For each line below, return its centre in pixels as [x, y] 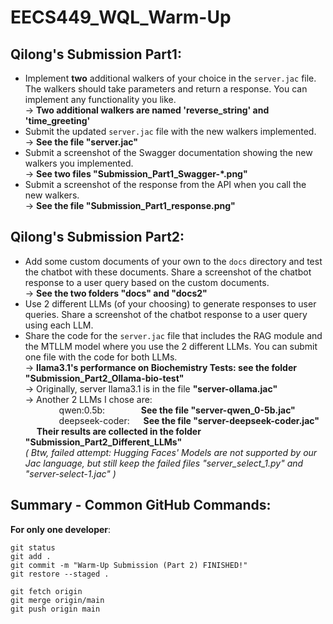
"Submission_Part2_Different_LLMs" [103, 442]
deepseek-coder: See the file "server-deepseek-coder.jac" [189, 420]
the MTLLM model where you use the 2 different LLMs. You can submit [171, 346]
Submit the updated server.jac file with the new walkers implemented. [170, 131]
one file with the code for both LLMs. [101, 357]
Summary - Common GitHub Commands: [141, 505]
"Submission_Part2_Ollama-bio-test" [104, 378]
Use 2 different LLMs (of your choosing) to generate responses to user [170, 303]
